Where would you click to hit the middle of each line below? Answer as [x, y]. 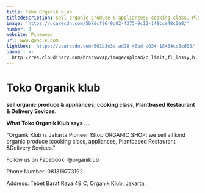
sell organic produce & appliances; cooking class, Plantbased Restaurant [101, 104]
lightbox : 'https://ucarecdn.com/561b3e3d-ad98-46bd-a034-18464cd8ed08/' [102, 46]
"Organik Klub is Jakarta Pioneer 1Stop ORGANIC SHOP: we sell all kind [96, 134]
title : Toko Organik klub [39, 12]
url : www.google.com [33, 40]
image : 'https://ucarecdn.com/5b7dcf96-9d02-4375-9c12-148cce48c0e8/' [98, 23]
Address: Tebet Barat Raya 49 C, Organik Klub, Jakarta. [76, 183]
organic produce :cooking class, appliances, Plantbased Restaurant [91, 141]
